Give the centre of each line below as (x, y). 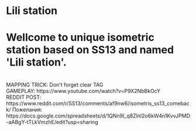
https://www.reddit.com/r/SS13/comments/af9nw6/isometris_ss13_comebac (98, 104)
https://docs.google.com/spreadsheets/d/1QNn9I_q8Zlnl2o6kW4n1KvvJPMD (98, 116)
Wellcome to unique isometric (80, 38)
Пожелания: (27, 110)
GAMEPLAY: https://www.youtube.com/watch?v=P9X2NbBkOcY (83, 91)
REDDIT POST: (24, 97)
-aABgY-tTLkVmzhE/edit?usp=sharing (52, 122)
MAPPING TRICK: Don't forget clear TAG (55, 85)
